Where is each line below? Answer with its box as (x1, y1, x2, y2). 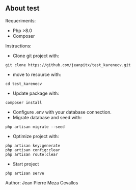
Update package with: (12, 90, 60, 96)
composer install (5, 100, 42, 105)
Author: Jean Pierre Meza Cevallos (5, 179, 78, 185)
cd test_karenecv (5, 81, 42, 86)
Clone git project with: (12, 52, 60, 59)
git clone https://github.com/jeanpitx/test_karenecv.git (5, 62, 131, 68)
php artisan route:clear (5, 152, 58, 157)
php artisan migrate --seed (5, 124, 65, 129)
